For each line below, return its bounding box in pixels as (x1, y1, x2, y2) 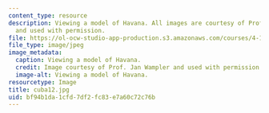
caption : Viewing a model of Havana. (15, 56, 142, 64)
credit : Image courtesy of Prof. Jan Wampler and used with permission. (15, 64, 263, 72)
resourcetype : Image (8, 78, 78, 86)
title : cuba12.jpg (8, 85, 70, 94)
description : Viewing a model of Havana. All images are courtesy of (8, 19, 246, 27)
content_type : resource (8, 11, 88, 20)
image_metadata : (8, 49, 62, 56)
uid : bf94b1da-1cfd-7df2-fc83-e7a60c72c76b (8, 93, 156, 101)
